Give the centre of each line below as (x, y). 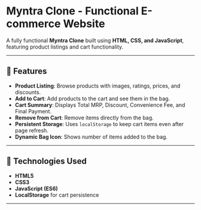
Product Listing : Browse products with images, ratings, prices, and (98, 86)
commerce (33, 24)
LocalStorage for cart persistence (57, 195)
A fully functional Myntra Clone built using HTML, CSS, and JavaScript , (95, 40)
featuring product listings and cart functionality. (65, 47)
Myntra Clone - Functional (72, 11)
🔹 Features (27, 71)
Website (84, 24)
